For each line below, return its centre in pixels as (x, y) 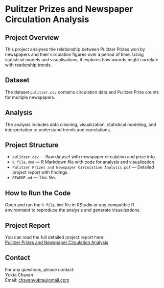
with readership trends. (29, 65)
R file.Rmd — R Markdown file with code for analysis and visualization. (84, 162)
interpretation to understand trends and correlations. (58, 130)
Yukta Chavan (19, 275)
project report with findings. (40, 172)
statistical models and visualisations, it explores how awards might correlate (82, 60)
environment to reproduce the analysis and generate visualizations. (73, 210)
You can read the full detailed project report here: (55, 237)
